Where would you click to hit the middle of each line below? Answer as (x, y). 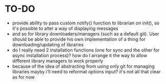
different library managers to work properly (57, 61)
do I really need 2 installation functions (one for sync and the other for (86, 50)
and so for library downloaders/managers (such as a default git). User (86, 34)
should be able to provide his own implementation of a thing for (79, 39)
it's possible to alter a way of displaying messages (65, 28)
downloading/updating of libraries (48, 44)
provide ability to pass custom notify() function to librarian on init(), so (86, 23)
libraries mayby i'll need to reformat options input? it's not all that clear (86, 71)
